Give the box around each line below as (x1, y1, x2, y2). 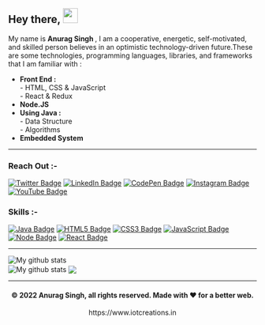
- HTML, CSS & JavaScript (19, 82, 106, 92)
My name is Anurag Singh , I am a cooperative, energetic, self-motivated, (8, 33, 247, 43)
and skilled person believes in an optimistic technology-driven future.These (8, 42, 253, 51)
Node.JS (19, 100, 50, 109)
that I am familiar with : (8, 59, 83, 68)
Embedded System (19, 133, 84, 142)
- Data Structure (19, 116, 73, 126)
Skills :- (8, 206, 38, 217)
